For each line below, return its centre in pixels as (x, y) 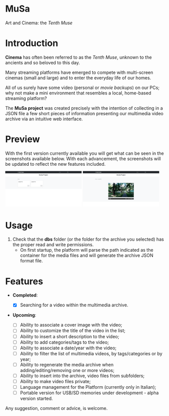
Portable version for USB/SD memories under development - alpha (89, 393)
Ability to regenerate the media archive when (67, 364)
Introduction (32, 43)
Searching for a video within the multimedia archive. (74, 305)
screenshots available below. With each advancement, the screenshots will (83, 158)
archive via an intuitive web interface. (44, 119)
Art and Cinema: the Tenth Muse (39, 23)
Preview (23, 139)
